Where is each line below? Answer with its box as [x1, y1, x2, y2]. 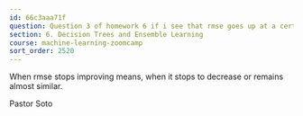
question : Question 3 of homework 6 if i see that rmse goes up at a [9, 22, 277, 31]
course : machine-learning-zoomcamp [9, 38, 143, 48]
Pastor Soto [9, 98, 53, 109]
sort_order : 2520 [9, 47, 75, 56]
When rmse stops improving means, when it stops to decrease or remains [9, 71, 284, 82]
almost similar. [9, 81, 63, 92]
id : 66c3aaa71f [9, 13, 67, 22]
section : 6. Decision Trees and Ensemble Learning [9, 30, 204, 39]
